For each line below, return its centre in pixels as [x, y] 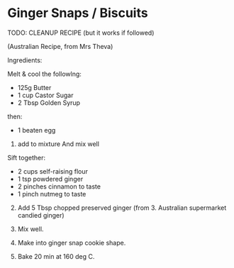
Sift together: [27, 157]
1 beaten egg [37, 130]
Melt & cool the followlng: [44, 74]
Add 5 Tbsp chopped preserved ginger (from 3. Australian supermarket [122, 208]
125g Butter [34, 87]
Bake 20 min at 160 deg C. [56, 256]
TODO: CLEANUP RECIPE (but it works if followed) [81, 33]
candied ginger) [41, 215]
